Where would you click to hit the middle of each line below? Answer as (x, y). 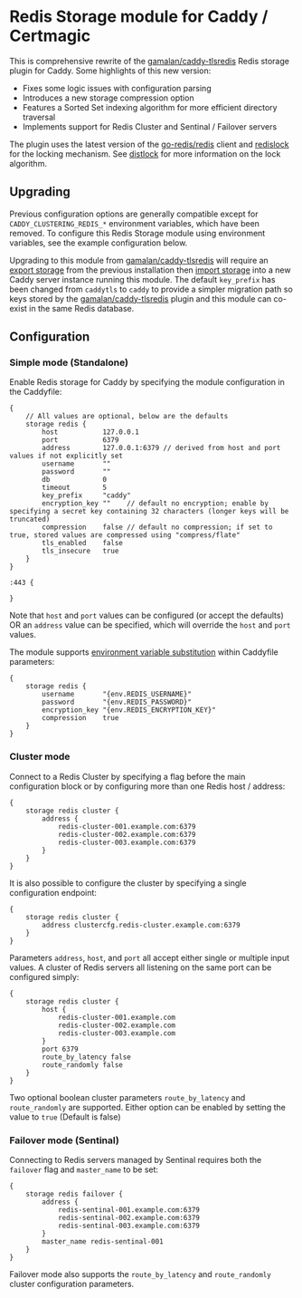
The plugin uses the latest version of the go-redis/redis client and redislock (149, 144)
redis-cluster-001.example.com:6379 (127, 826)
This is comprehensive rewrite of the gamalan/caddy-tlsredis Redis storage (149, 61)
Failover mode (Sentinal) (64, 1140)
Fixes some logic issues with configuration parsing (117, 88)
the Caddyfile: (36, 392)
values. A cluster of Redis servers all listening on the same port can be (141, 967)
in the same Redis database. (81, 308)
